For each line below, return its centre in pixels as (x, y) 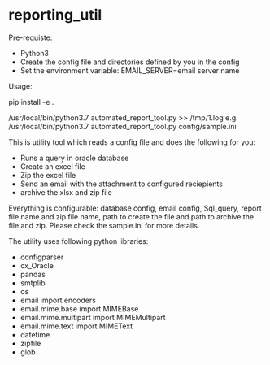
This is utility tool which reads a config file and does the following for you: (132, 142)
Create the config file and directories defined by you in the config (130, 62)
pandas (33, 274)
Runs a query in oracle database (74, 158)
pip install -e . (31, 102)
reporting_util (55, 15)
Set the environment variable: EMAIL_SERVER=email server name (130, 70)
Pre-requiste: (30, 37)
